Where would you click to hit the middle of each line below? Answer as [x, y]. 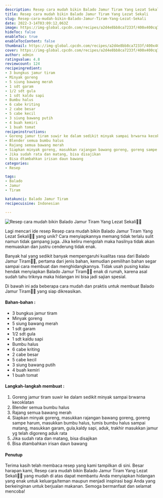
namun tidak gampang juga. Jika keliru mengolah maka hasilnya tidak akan [80, 241]
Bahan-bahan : [20, 302]
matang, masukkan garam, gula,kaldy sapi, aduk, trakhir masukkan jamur [85, 428]
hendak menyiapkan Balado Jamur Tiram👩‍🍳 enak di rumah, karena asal [76, 271]
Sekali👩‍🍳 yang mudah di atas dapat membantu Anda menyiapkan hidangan [80, 476]
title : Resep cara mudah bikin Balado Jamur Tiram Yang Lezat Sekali [77, 14]
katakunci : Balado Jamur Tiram [37, 199]
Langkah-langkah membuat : [35, 386]
